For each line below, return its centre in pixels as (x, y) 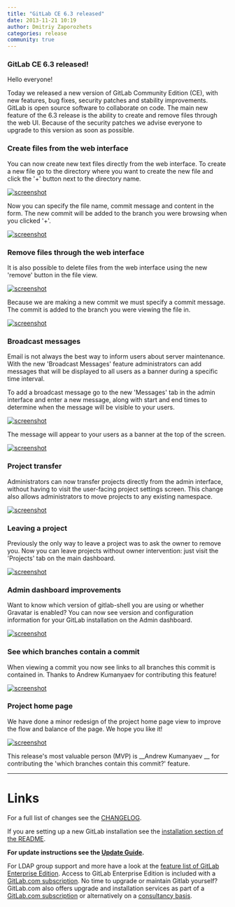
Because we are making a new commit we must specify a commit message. (116, 303)
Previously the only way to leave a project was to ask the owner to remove (114, 543)
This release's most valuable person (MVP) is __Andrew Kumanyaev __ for (114, 756)
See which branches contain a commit (73, 652)
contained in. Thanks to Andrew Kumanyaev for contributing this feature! (112, 674)
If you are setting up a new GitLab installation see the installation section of (115, 831)
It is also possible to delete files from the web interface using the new (107, 268)
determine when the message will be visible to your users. (91, 408)
